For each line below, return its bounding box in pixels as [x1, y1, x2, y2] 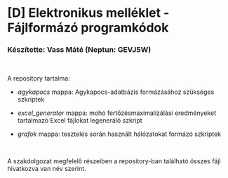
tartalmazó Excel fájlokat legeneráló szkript [17, 116, 142, 125]
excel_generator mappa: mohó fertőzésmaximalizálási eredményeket [17, 109, 216, 117]
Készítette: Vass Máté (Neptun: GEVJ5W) [7, 45, 152, 55]
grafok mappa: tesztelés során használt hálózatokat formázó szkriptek [17, 130, 222, 138]
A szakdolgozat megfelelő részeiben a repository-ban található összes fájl [7, 157, 221, 165]
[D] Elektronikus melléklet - [7, 5, 170, 21]
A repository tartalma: [7, 74, 70, 83]
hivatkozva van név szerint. [7, 165, 86, 173]
